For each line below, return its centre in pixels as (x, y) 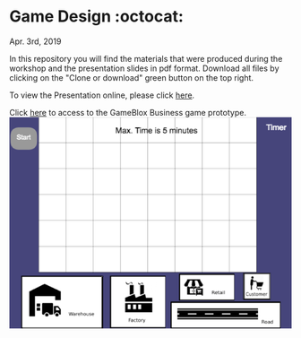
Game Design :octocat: (96, 17)
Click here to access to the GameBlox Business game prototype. (128, 112)
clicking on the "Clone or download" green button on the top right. (131, 77)
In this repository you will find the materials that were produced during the (146, 58)
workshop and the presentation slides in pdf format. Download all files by (144, 68)
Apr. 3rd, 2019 (35, 41)
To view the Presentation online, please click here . (102, 95)
